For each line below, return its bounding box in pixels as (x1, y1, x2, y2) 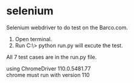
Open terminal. (14, 35, 53, 42)
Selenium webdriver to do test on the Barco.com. (6, 24, 129, 31)
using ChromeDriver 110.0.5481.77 (6, 64, 91, 72)
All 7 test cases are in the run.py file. (6, 53, 97, 60)
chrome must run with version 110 (6, 71, 90, 78)
